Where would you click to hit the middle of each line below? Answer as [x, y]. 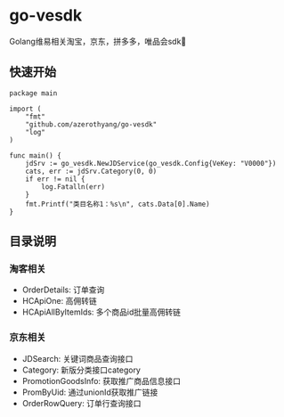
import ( [25, 109]
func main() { [36, 155]
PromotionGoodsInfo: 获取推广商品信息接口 [101, 380]
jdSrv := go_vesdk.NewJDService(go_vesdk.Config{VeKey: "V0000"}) [151, 163]
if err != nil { [56, 179]
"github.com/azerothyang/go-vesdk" [91, 124]
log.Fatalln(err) [73, 187]
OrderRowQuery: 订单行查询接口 [81, 403]
